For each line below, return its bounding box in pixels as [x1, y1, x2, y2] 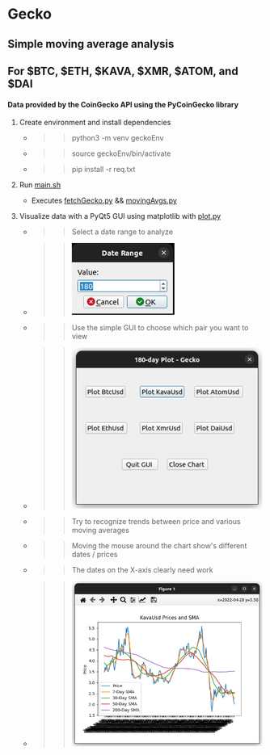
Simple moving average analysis [7, 37, 175, 51]
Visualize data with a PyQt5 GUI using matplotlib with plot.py [19, 212, 221, 221]
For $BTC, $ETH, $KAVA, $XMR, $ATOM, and [7, 64, 239, 78]
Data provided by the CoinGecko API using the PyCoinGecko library [7, 99, 239, 109]
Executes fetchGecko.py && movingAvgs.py [31, 195, 177, 206]
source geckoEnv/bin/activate [71, 149, 171, 158]
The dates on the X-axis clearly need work [71, 564, 213, 574]
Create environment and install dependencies [19, 118, 171, 128]
